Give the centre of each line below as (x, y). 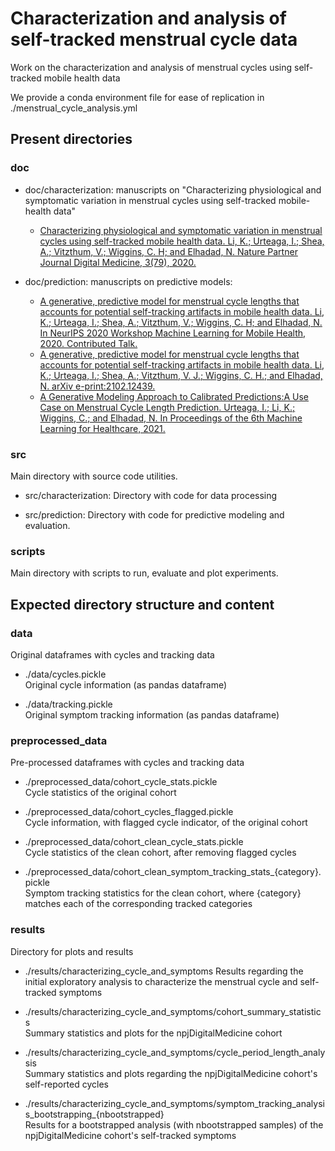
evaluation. (47, 525)
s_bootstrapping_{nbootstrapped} (94, 1114)
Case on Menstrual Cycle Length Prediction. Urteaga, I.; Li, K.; (167, 407)
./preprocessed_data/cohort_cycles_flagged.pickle (129, 812)
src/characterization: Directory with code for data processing (151, 495)
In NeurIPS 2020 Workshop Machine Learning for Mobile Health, (173, 333)
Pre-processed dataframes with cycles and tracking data (127, 763)
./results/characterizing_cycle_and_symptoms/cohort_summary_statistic (173, 1011)
